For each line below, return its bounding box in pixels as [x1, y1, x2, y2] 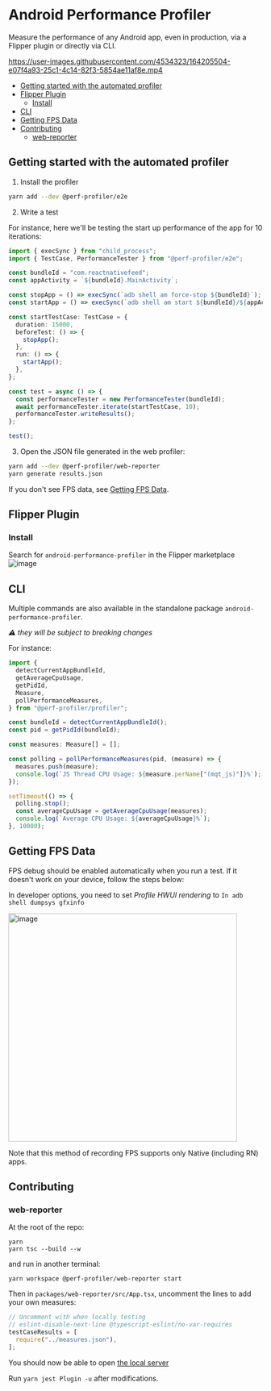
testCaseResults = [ [8, 1328, 78, 1336]
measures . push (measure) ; [15, 762, 99, 771]
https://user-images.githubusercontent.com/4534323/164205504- [8, 56, 231, 66]
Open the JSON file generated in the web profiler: [19, 447, 186, 456]
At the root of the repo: [8, 1222, 85, 1232]
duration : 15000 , [15, 320, 74, 328]
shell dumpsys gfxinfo [8, 898, 85, 906]
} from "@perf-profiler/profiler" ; [8, 704, 128, 712]
